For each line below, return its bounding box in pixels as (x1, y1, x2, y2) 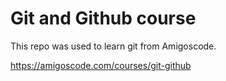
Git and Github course (10, 7, 197, 30)
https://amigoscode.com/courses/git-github (10, 59, 192, 71)
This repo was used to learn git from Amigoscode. (10, 40, 217, 52)
